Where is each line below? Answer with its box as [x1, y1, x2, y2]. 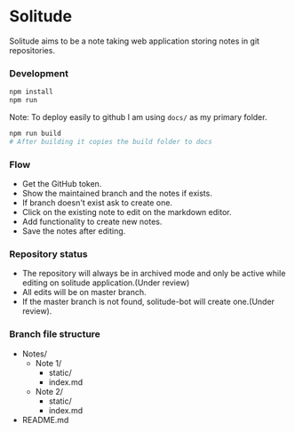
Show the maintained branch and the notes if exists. [21, 188, 213, 199]
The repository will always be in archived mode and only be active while [21, 268, 286, 279]
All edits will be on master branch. [21, 287, 147, 298]
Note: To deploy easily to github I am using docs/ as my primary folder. [9, 111, 267, 122]
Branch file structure [9, 328, 100, 340]
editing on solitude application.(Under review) [21, 277, 190, 288]
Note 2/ [35, 386, 64, 396]
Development [9, 67, 69, 79]
